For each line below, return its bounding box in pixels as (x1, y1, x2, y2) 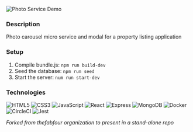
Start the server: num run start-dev (14, 74, 100, 81)
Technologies (6, 88, 46, 96)
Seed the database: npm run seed (14, 67, 95, 74)
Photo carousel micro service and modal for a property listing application (6, 33, 182, 40)
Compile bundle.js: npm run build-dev (14, 61, 106, 68)
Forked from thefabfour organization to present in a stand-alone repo (6, 119, 174, 126)
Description (6, 20, 40, 28)
